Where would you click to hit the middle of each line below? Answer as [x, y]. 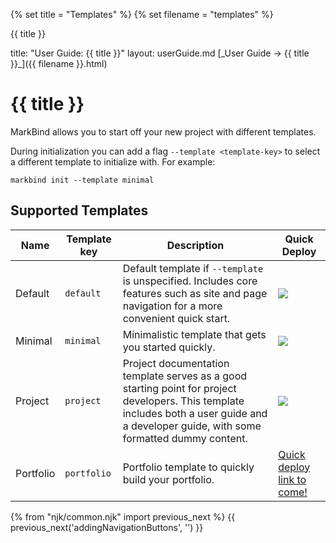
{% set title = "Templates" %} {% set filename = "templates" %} [142, 14]
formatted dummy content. [185, 438]
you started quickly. [169, 347]
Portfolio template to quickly [188, 467]
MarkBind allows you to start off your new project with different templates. [163, 131]
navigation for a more [172, 306]
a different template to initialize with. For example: [113, 161]
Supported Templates [79, 210]
